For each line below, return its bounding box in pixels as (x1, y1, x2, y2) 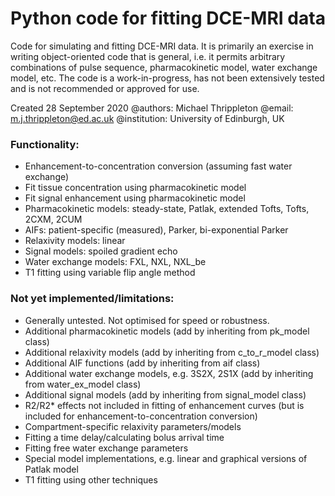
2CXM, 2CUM (24, 213, 83, 226)
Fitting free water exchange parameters (24, 442, 189, 454)
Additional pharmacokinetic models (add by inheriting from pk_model (24, 325, 310, 337)
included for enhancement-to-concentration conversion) (24, 410, 258, 422)
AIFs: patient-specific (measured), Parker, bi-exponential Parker (24, 224, 289, 236)
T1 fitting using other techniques (24, 473, 158, 486)
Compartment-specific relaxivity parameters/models (24, 420, 242, 432)
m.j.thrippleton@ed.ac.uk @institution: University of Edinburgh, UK (10, 112, 285, 124)
